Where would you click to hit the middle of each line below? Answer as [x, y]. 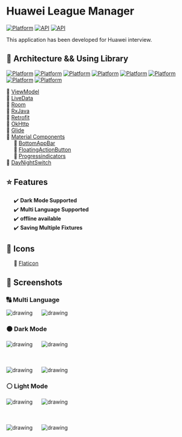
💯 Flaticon [26, 263]
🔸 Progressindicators [40, 156]
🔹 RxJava [18, 111]
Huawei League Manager [70, 11]
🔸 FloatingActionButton [42, 149]
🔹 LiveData [20, 98]
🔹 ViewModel [23, 92]
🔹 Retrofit [18, 117]
